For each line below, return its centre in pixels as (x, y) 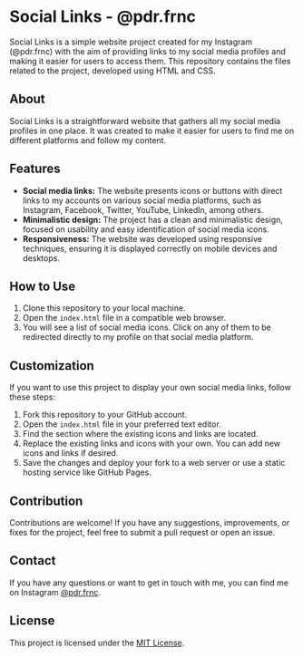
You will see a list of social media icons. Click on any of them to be (147, 327)
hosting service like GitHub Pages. (87, 472)
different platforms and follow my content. (88, 140)
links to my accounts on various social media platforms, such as (142, 200)
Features (35, 169)
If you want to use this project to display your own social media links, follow (151, 388)
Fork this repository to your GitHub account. (105, 415)
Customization (52, 366)
